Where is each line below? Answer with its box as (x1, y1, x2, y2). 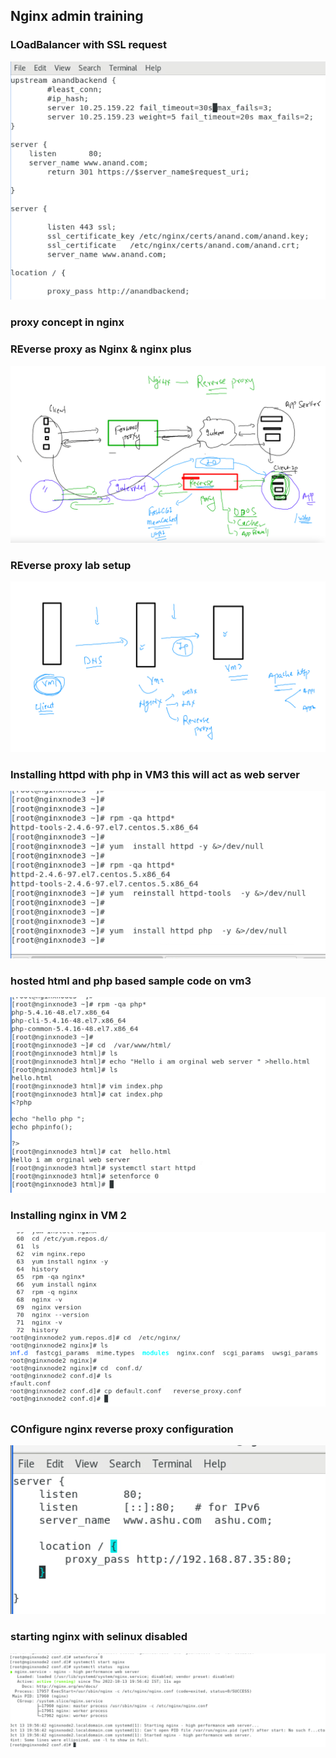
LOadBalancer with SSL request (10, 38, 167, 52)
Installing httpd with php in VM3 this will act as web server (10, 768, 300, 781)
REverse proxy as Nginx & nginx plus (10, 342, 192, 356)
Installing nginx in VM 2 (10, 1209, 127, 1223)
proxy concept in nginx (10, 315, 125, 329)
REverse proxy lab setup (10, 559, 132, 573)
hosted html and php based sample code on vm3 (10, 974, 252, 988)
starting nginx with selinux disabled (10, 1630, 188, 1644)
